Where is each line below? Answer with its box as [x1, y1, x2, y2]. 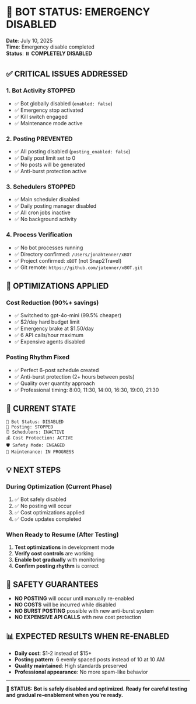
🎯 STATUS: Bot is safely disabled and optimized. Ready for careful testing [6, 685, 188, 692]
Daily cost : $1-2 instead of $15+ [14, 650, 92, 657]
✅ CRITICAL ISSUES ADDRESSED [6, 69, 128, 79]
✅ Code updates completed [14, 516, 82, 523]
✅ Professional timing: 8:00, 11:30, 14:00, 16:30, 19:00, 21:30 [14, 386, 159, 393]
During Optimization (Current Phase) [6, 482, 113, 490]
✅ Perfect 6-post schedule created [14, 366, 99, 373]
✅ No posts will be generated [14, 161, 86, 168]
